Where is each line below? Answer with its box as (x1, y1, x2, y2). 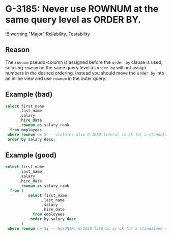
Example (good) (5, 151, 57, 160)
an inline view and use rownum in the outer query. (5, 75, 107, 82)
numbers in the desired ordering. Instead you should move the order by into (5, 70, 164, 76)
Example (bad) (5, 90, 53, 99)
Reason (5, 45, 30, 54)
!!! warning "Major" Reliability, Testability (5, 31, 90, 37)
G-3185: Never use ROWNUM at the (5, 3, 159, 15)
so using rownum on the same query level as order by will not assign (5, 64, 147, 70)
